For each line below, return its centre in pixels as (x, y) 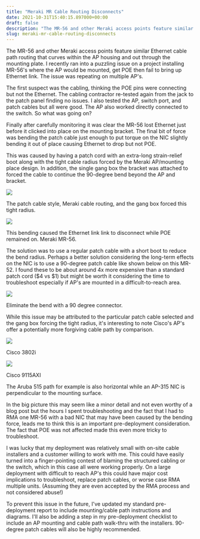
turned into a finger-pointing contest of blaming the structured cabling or (96, 461)
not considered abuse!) (35, 492)
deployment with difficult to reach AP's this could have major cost (87, 473)
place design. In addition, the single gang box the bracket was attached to (97, 169)
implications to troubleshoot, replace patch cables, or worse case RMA (93, 480)
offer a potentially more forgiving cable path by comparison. (80, 330)
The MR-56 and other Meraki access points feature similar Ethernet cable (96, 51)
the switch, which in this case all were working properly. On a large (89, 467)
